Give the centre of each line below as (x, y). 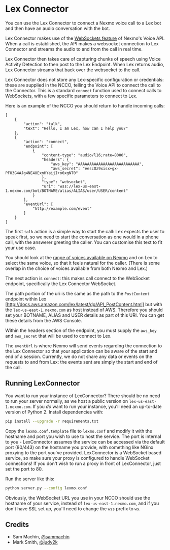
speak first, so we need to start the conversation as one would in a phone (82, 237)
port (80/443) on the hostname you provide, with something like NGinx (79, 447)
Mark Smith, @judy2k (35, 542)
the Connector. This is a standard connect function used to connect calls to (83, 90)
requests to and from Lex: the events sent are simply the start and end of (81, 362)
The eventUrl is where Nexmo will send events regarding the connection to (84, 346)
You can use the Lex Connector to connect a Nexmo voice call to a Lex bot (83, 23)
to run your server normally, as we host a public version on (67, 401)
